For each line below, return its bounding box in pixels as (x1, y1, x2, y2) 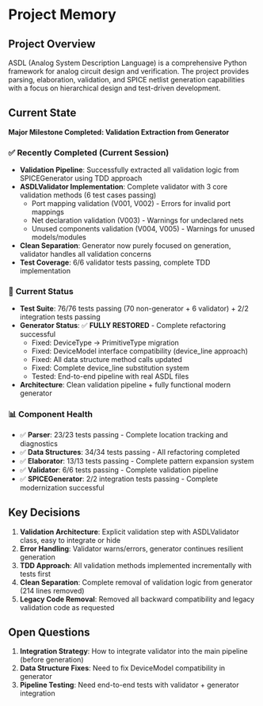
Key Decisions (8, 506, 81, 520)
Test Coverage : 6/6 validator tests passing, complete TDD (19, 258, 211, 267)
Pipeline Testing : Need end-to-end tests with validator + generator (19, 680, 239, 690)
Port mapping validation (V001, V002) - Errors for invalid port (31, 199, 231, 208)
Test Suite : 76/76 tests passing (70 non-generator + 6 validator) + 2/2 (19, 303, 250, 314)
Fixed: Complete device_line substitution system (31, 363, 190, 373)
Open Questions (8, 625, 90, 639)
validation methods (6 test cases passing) (19, 190, 157, 200)
